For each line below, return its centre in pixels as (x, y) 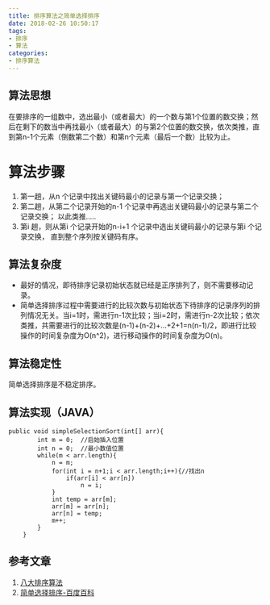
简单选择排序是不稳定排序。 (54, 385)
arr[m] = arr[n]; (81, 507)
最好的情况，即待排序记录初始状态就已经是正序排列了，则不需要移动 (133, 285)
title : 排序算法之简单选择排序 (54, 16)
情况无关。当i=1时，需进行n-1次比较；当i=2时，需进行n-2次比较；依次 (143, 315)
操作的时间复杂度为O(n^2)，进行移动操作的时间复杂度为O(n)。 (123, 336)
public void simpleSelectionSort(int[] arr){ (86, 432)
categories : (28, 53)
